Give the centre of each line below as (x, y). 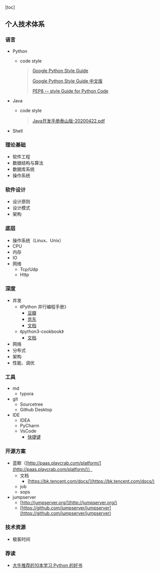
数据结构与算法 (28, 163)
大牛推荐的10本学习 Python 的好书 (47, 565)
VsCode (28, 431)
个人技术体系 (25, 24)
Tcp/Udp (29, 269)
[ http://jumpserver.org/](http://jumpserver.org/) (68, 503)
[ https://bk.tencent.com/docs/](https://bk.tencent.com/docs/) (91, 481)
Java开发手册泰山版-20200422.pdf (68, 121)
